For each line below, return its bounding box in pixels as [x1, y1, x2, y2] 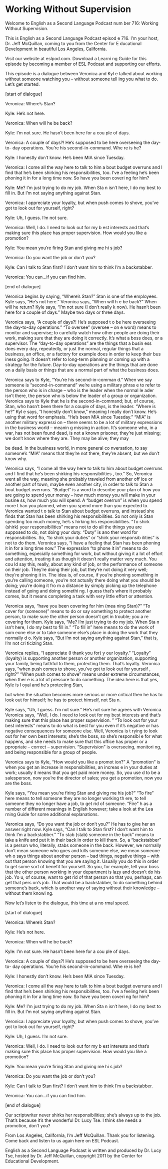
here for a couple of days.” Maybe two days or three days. [5, 309, 125, 315]
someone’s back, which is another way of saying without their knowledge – [5, 885, 160, 891]
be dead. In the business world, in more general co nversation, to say [5, 445, 147, 451]
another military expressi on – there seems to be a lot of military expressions [5, 419, 162, 425]
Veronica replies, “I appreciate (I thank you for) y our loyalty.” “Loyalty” [5, 650, 151, 656]
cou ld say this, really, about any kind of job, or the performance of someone [5, 561, 163, 567]
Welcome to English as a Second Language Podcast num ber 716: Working [5, 20, 159, 26]
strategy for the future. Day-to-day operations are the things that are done [5, 361, 158, 367]
